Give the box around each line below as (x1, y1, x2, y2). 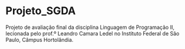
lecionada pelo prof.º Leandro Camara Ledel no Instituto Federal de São (5, 30, 180, 37)
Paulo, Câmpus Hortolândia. (5, 36, 74, 43)
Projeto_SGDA (5, 4, 76, 18)
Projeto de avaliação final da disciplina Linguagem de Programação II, (5, 24, 175, 31)
